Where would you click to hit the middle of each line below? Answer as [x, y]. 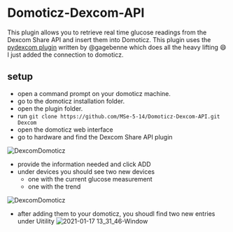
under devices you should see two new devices [86, 171]
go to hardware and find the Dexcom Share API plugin [95, 137]
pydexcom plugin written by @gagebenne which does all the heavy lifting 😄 [117, 47]
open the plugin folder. [50, 108]
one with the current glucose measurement [90, 179]
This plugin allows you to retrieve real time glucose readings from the [107, 32]
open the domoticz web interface [65, 129]
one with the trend [54, 186]
